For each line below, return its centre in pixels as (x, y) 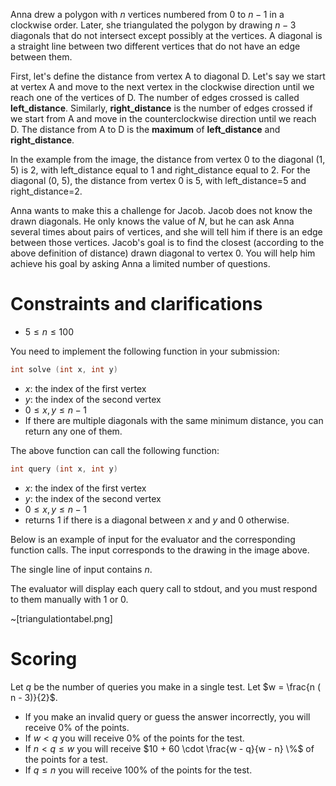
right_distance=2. (46, 191)
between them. (41, 57)
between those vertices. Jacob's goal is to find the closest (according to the (167, 242)
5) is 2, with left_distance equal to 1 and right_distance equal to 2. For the (160, 170)
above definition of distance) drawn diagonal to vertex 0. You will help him (163, 253)
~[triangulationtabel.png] (61, 618)
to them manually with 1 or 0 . (69, 599)
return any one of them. (73, 431)
